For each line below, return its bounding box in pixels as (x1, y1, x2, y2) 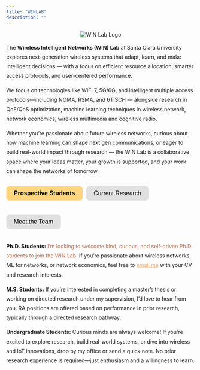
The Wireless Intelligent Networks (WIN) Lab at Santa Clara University (6, 44, 183, 51)
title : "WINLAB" (6, 8, 47, 15)
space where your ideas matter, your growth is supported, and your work (6, 158, 187, 165)
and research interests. (6, 271, 63, 278)
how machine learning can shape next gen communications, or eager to (6, 139, 184, 147)
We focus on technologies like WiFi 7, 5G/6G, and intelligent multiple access (6, 87, 193, 94)
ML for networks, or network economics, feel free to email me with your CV (6, 262, 193, 269)
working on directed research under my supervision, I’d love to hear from (6, 295, 187, 302)
